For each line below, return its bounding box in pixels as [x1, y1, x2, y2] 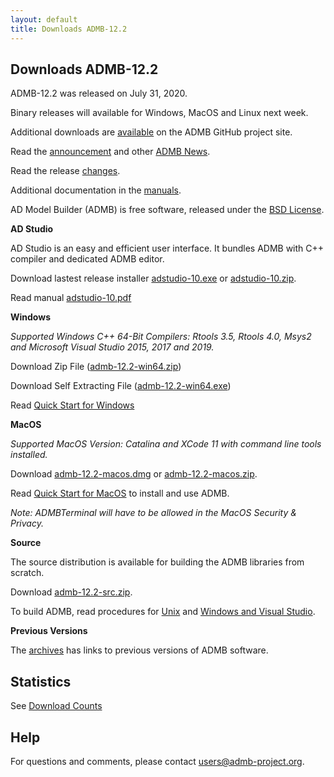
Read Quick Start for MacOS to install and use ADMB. [10, 487, 230, 500]
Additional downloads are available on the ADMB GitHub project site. [10, 126, 293, 138]
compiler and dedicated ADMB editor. [10, 253, 165, 265]
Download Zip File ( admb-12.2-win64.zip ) [10, 361, 182, 373]
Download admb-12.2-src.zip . [10, 586, 133, 598]
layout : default [10, 14, 78, 25]
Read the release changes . [10, 165, 121, 177]
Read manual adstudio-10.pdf [10, 292, 132, 304]
